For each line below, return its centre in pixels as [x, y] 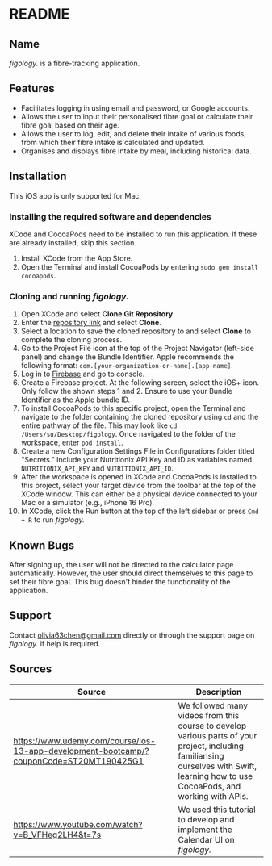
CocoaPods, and [209, 786]
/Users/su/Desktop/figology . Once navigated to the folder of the [128, 434]
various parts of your [218, 735]
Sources [31, 669]
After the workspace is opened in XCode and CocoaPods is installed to [138, 477]
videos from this [209, 715]
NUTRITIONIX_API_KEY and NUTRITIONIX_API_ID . [97, 468]
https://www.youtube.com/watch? [78, 824]
